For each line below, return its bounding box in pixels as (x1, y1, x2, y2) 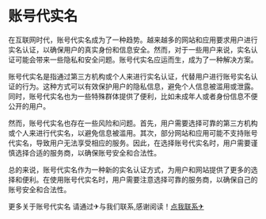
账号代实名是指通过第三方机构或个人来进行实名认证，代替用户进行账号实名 (8, 71, 251, 81)
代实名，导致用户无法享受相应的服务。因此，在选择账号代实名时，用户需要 (8, 138, 251, 148)
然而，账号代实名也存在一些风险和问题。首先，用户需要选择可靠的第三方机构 (8, 118, 258, 128)
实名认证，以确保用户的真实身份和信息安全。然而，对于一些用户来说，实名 (8, 44, 251, 54)
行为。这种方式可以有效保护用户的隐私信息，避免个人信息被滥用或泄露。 (21, 81, 258, 91)
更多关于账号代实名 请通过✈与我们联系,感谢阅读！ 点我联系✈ (8, 202, 204, 211)
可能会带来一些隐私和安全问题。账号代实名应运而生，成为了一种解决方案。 (14, 55, 258, 64)
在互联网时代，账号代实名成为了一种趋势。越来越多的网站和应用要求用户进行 (8, 35, 258, 44)
